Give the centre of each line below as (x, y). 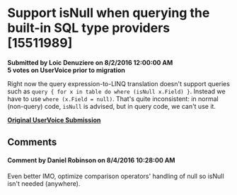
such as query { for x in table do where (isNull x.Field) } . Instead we (116, 91)
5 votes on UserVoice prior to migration (67, 70)
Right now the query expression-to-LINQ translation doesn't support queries (118, 83)
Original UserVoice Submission (54, 120)
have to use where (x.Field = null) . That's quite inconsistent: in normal (113, 99)
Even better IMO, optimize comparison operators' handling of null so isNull (116, 176)
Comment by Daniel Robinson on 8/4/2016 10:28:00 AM (91, 160)
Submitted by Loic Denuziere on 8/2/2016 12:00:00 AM (90, 62)
